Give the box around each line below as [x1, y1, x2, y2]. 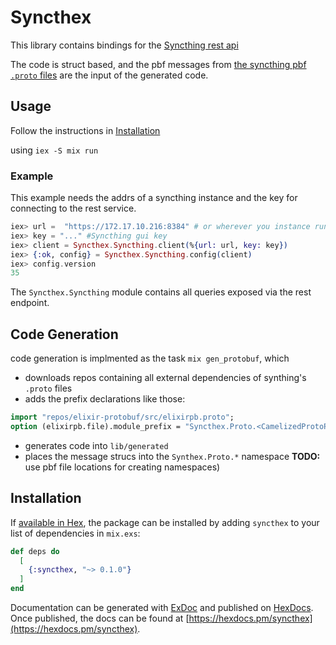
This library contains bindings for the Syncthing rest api [10, 39, 239, 51]
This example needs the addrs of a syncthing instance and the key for [10, 192, 298, 204]
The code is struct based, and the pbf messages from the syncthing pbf [10, 58, 307, 70]
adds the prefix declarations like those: [24, 393, 186, 405]
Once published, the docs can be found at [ [10, 612, 190, 625]
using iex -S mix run [10, 144, 99, 156]
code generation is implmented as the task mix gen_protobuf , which [10, 352, 290, 365]
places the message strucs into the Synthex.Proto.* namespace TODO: [24, 450, 321, 462]
